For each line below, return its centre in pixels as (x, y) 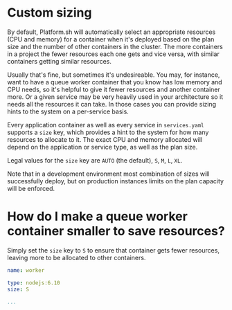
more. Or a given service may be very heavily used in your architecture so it (115, 97)
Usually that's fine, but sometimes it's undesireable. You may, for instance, (114, 75)
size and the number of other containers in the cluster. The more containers (115, 46)
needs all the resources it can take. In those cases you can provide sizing (112, 104)
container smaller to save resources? (116, 231)
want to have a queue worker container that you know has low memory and (115, 82)
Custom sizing (50, 13)
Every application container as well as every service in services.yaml (106, 125)
